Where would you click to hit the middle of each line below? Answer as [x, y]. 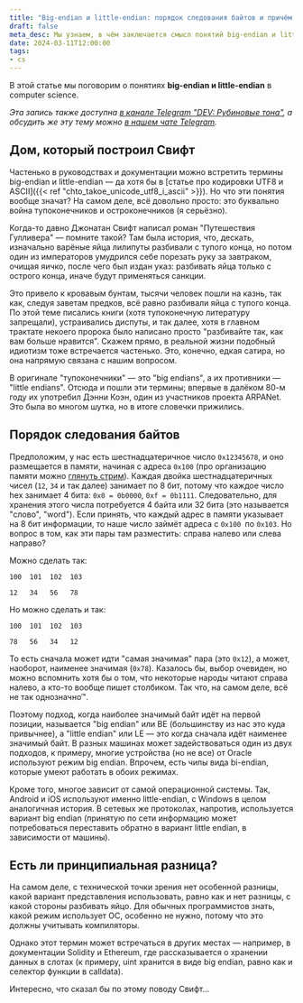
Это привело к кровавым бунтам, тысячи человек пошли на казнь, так [146, 293]
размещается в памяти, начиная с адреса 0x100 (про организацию [138, 466]
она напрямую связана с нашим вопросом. [93, 360]
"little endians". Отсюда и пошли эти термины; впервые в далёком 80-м [147, 387]
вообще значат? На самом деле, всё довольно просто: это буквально [144, 200]
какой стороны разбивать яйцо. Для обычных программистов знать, [142, 906]
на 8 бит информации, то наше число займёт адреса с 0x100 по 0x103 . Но [151, 523]
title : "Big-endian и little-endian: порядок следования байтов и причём [151, 18]
